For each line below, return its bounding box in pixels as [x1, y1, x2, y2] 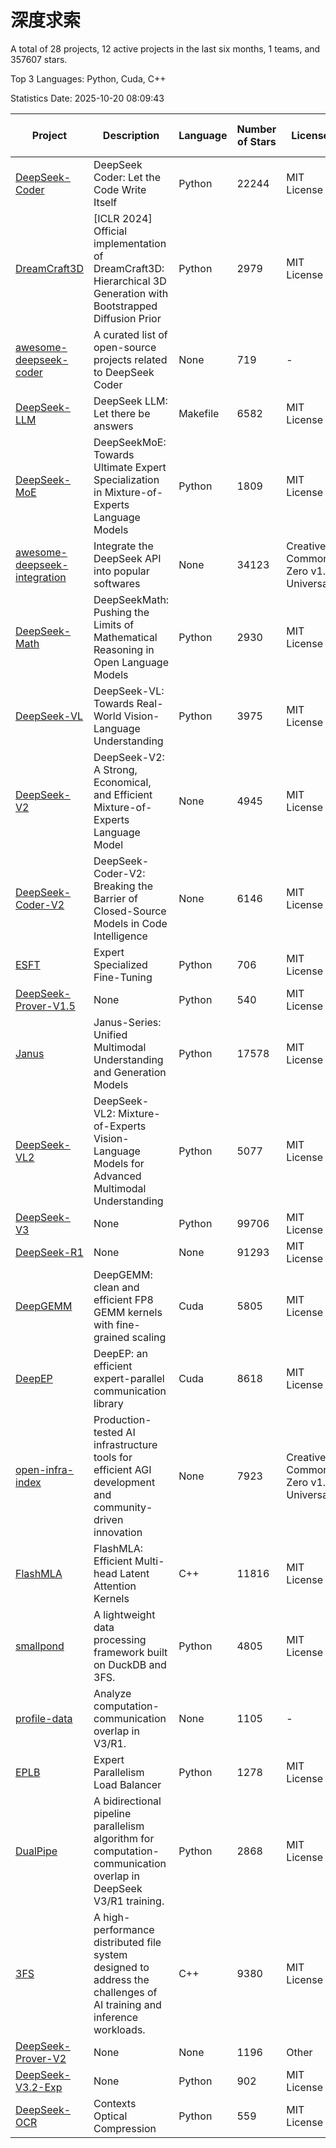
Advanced [93, 1169, 142, 1183]
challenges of [93, 1985, 158, 1999]
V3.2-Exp [15, 2080, 63, 2094]
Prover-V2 [15, 2051, 67, 2065]
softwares [93, 576, 141, 590]
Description [102, 128, 160, 142]
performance [93, 1922, 155, 1936]
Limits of [93, 617, 135, 631]
